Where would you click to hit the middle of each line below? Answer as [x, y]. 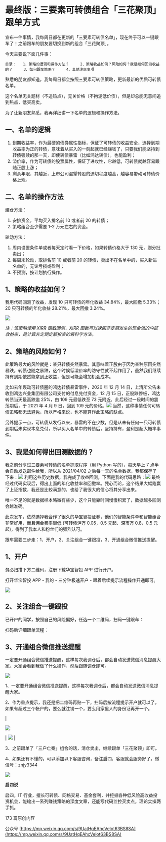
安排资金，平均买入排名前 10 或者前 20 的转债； [61, 220]
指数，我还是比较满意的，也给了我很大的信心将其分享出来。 [79, 490]
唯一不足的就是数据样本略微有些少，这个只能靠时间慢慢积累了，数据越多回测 [83, 500]
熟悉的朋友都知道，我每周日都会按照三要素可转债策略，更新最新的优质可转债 [83, 79]
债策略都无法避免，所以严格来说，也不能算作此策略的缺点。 [66, 412]
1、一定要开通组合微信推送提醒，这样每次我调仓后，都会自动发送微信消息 [80, 686]
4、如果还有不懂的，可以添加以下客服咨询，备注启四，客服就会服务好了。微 [82, 759]
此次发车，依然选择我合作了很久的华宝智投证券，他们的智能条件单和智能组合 [83, 517]
